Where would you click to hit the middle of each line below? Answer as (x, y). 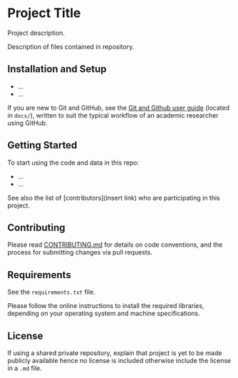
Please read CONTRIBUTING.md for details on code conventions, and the (115, 245)
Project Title (44, 13)
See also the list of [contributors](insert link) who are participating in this (114, 198)
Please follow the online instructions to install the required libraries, (106, 306)
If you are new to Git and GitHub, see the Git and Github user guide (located (119, 108)
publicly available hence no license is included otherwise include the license (119, 361)
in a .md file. (25, 368)
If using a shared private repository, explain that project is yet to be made (115, 353)
